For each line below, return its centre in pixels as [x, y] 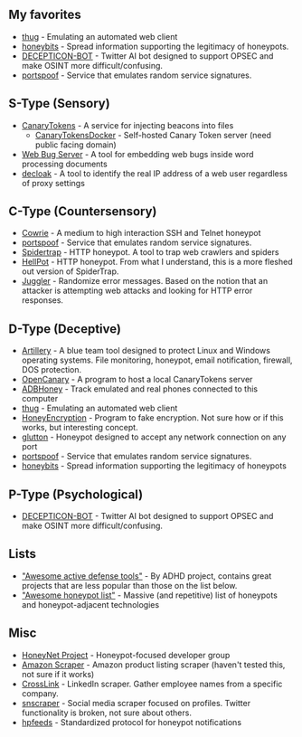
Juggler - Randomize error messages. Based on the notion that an [145, 281]
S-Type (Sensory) [59, 104]
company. [40, 693]
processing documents [64, 164]
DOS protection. [52, 370]
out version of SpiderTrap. [70, 271]
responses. [42, 300]
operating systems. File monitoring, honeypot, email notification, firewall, [157, 360]
